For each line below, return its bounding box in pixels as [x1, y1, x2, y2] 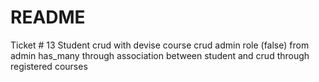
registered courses [10, 60, 88, 72]
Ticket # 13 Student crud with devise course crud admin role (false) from [10, 39, 310, 51]
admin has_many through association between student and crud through [10, 49, 310, 61]
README [10, 6, 86, 29]
